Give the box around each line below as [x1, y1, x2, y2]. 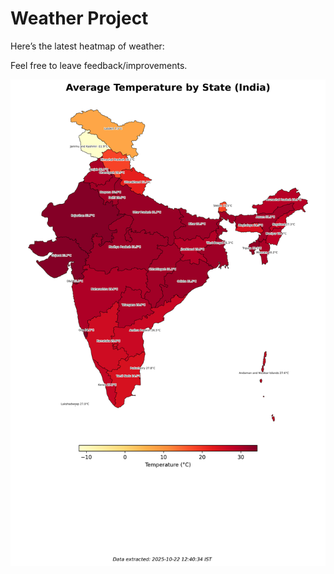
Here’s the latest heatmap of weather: [10, 40, 165, 52]
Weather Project [10, 7, 149, 30]
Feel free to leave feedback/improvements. [10, 59, 188, 71]
